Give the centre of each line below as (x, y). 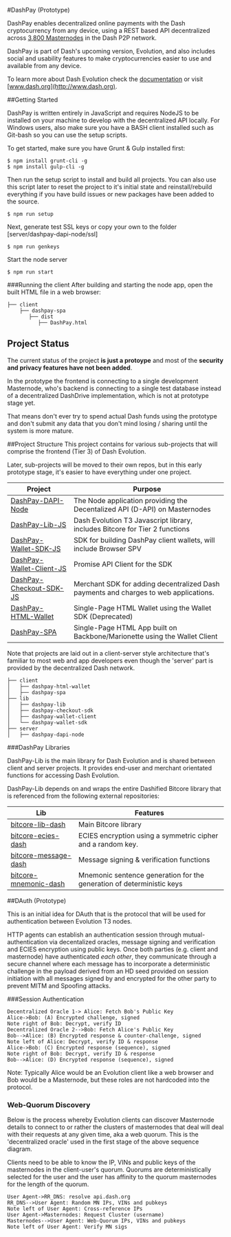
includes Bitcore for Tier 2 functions (132, 528)
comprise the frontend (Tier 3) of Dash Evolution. (77, 451)
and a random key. (108, 844)
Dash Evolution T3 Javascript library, (133, 520)
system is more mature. (41, 431)
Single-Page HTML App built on (125, 627)
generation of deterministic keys (130, 884)
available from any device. (44, 66)
